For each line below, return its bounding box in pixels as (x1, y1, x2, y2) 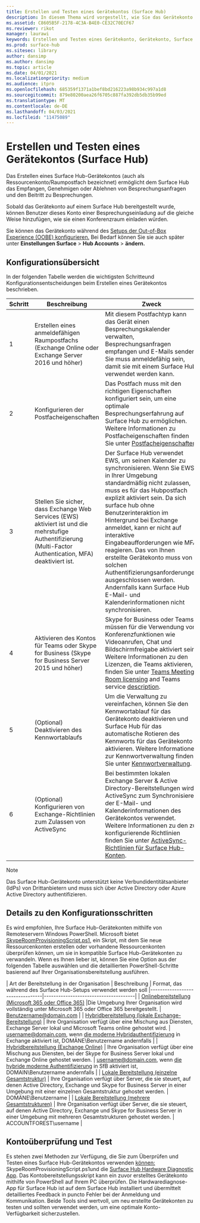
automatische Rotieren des (105, 730, 180, 738)
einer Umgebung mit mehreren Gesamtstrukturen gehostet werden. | (6, 1113, 174, 1120)
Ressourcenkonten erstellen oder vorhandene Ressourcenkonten (6, 943, 165, 950)
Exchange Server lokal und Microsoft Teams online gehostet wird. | (6, 1024, 171, 1031)
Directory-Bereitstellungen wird (105, 784, 195, 792)
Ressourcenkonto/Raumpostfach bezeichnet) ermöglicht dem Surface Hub (6, 179, 189, 186)
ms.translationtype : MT (6, 97, 65, 103)
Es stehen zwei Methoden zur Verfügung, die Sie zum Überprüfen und (6, 1153, 179, 1160)
